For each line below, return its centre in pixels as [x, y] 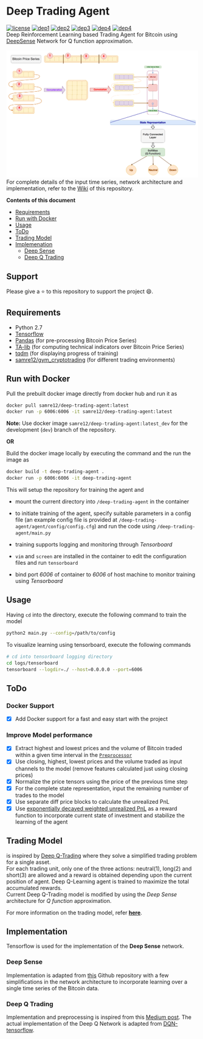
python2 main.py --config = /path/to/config [61, 633]
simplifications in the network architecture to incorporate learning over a [97, 982]
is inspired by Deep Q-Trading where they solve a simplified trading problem [102, 855]
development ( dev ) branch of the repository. [61, 430]
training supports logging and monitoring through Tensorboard [94, 545]
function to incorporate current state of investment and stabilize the [100, 815]
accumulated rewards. [34, 888]
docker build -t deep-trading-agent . [55, 472]
